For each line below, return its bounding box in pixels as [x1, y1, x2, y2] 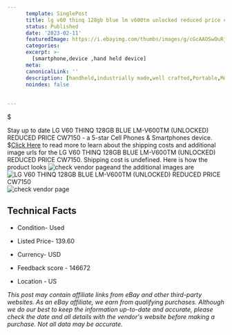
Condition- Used [17, 223, 65, 232]
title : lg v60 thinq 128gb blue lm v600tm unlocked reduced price [25, 17, 221, 24]
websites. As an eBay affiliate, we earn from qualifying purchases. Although [7, 298, 224, 306]
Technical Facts [7, 205, 77, 217]
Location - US [17, 277, 57, 285]
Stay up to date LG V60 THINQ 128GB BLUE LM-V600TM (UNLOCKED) [7, 126, 209, 134]
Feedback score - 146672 [17, 264, 91, 272]
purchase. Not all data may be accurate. [7, 320, 123, 328]
